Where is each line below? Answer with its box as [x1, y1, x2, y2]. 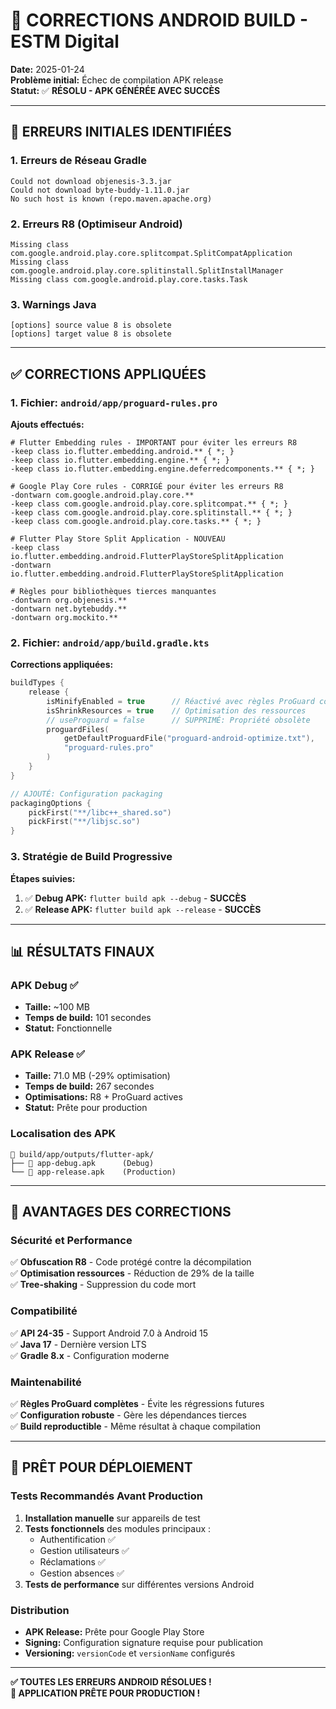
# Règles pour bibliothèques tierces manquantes [10, 586, 217, 596]
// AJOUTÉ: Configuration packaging [10, 789, 163, 799]
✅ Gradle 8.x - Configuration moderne [10, 1349, 170, 1361]
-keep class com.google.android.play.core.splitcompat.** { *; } [10, 499, 288, 509]
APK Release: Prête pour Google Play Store [24, 1626, 205, 1638]
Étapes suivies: [10, 872, 76, 884]
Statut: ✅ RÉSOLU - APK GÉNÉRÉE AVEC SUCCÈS [10, 84, 221, 96]
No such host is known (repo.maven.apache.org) [10, 194, 213, 204]
